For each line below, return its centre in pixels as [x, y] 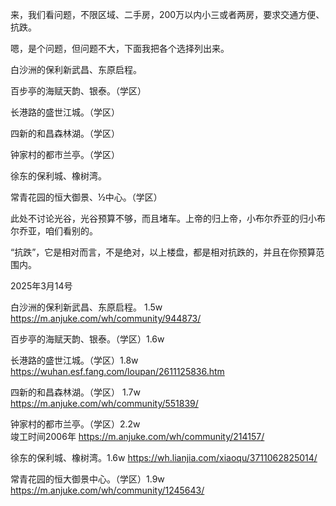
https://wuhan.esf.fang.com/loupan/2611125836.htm [117, 371]
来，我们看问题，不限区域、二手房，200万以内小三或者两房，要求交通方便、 [167, 14]
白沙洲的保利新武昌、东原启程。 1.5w [86, 307]
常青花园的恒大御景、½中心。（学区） [86, 197]
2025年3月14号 [41, 286]
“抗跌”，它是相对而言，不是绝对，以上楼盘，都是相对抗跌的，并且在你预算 [163, 252]
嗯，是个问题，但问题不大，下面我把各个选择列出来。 [120, 48]
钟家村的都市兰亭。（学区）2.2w [75, 424]
